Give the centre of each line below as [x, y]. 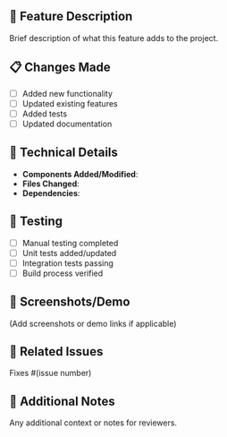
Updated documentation [67, 124]
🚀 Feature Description [71, 17]
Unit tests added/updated [69, 253]
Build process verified [63, 273]
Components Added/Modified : [80, 174]
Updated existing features [70, 103]
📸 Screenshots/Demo [70, 302]
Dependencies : [51, 193]
